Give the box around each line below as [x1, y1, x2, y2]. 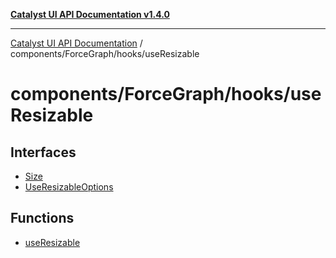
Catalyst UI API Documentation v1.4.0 [10, 9, 170, 20]
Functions [10, 210, 75, 227]
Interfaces [10, 144, 77, 161]
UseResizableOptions [24, 181, 114, 193]
